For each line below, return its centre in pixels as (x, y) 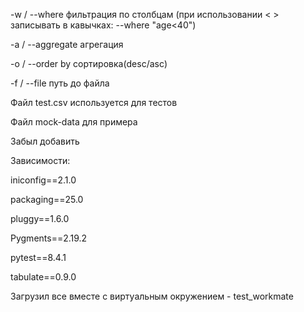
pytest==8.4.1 (38, 257)
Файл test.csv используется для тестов (94, 102)
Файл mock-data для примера (74, 122)
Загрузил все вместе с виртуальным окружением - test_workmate (152, 296)
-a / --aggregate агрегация (67, 44)
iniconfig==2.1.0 (43, 180)
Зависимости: (40, 160)
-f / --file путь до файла (60, 83)
